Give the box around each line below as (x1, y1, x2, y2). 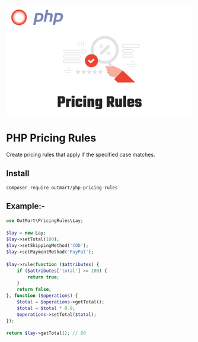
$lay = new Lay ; (6, 230, 46, 236)
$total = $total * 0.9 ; (17, 305, 76, 311)
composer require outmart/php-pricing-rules (6, 185, 118, 191)
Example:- (6, 201, 46, 211)
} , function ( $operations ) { (6, 293, 78, 299)
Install (6, 168, 30, 178)
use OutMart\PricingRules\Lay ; (6, 217, 84, 224)
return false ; (17, 287, 52, 293)
